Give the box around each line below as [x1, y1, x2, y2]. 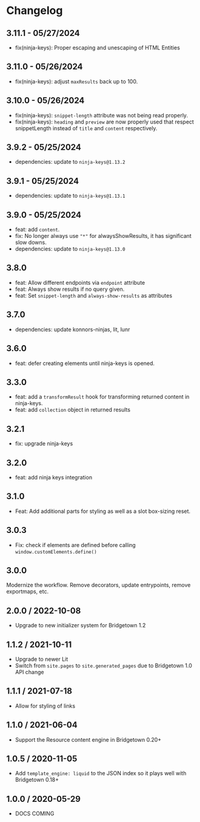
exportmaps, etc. [6, 588, 49, 595]
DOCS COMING [15, 810, 55, 817]
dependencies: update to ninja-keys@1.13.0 [15, 245, 125, 253]
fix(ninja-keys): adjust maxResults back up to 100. [15, 77, 138, 85]
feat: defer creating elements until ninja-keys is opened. [15, 360, 155, 367]
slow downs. [15, 239, 47, 246]
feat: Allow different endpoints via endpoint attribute [15, 279, 145, 286]
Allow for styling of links [15, 702, 76, 709]
